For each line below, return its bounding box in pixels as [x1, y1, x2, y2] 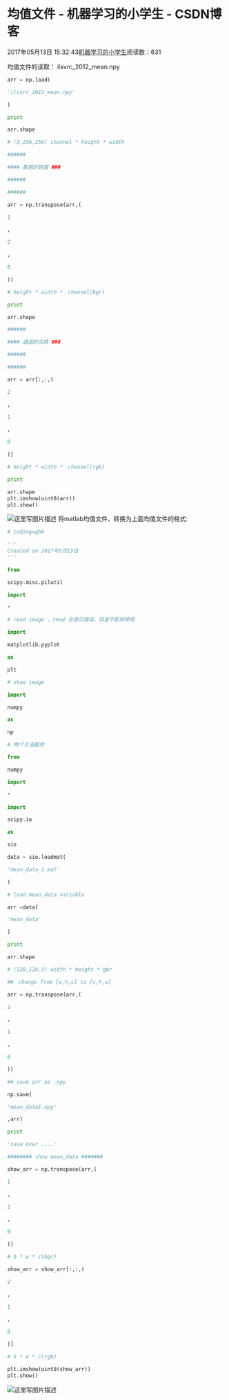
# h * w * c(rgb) [7, 1354, 57, 1361]
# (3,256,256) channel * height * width [7, 139, 126, 146]
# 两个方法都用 [7, 741, 45, 748]
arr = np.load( [7, 76, 51, 83]
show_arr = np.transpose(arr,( [7, 1165, 97, 1173]
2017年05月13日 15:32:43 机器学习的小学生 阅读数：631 [7, 48, 161, 56]
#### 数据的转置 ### [7, 164, 61, 171]
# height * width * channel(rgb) [7, 464, 106, 471]
